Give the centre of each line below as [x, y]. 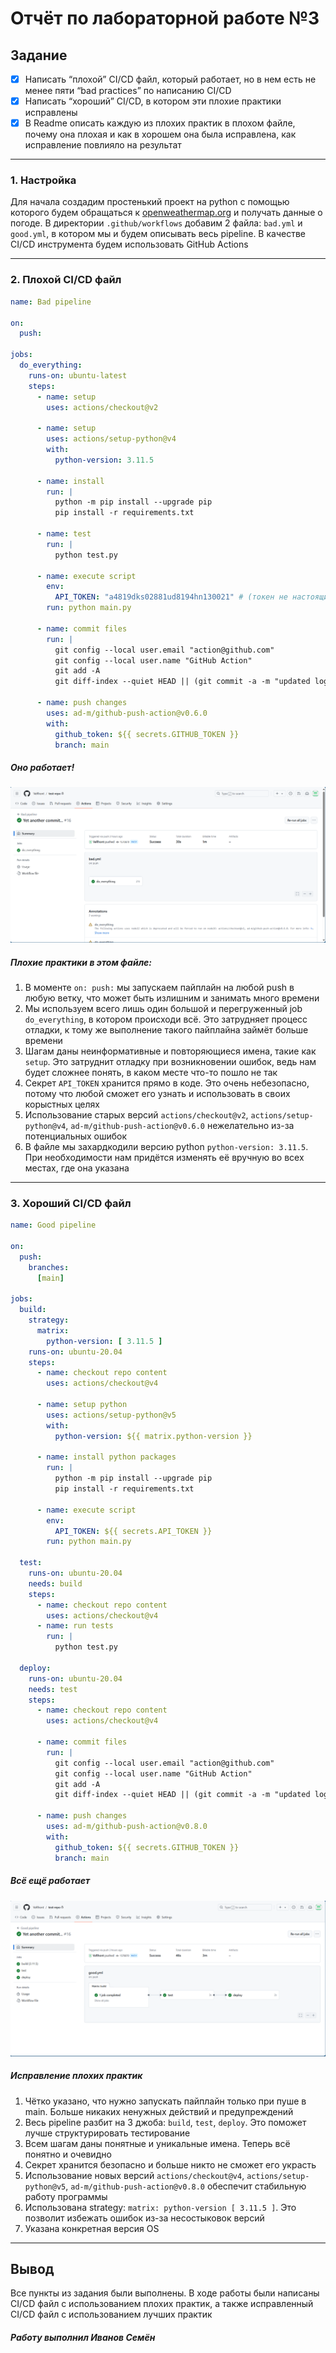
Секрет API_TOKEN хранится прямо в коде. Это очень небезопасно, [167, 1083]
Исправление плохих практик [76, 2076]
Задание [39, 55]
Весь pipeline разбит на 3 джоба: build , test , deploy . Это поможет [165, 2122]
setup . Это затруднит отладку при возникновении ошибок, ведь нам [170, 1061]
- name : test [64, 534]
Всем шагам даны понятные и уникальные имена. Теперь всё [157, 2143]
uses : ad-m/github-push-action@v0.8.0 [127, 1827]
